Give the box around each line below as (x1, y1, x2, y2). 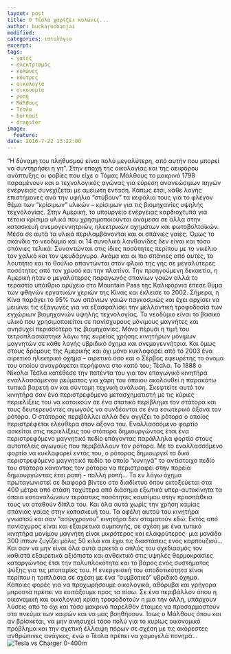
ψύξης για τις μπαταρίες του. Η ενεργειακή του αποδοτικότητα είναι (7, 566, 203, 574)
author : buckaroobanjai (7, 23, 76, 30)
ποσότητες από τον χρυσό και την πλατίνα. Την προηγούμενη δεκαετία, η (7, 266, 218, 275)
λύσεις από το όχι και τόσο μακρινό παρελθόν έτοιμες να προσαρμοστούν (7, 602, 220, 611)
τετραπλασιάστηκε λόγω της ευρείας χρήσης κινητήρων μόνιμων (7, 332, 197, 340)
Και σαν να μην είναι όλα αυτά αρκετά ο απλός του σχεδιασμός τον (7, 544, 203, 552)
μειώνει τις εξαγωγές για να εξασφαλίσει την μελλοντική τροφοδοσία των (7, 303, 223, 312)
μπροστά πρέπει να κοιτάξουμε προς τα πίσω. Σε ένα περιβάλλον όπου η (7, 588, 217, 596)
